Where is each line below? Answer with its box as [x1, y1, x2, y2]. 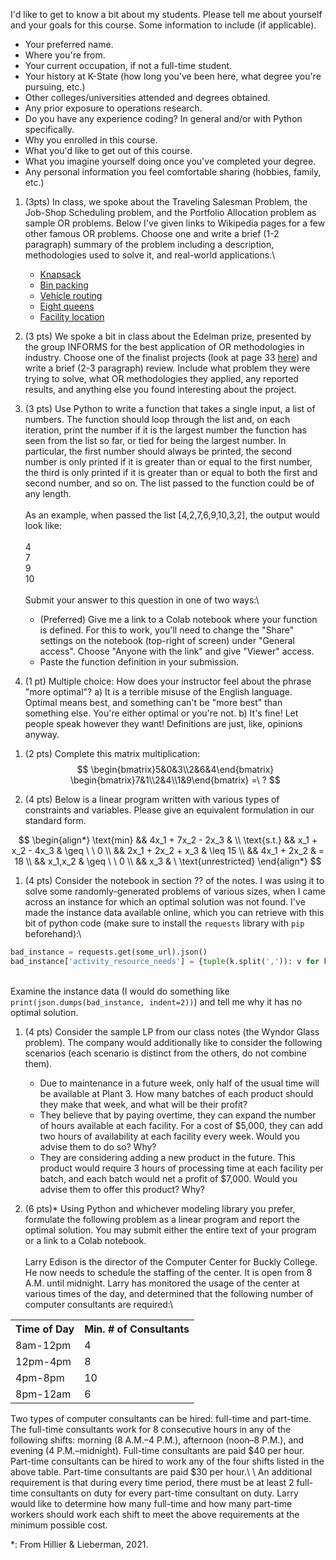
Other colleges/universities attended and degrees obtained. [24, 92, 271, 103]
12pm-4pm [15, 1354, 72, 1368]
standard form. [24, 815, 87, 826]
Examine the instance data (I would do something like [10, 985, 230, 997]
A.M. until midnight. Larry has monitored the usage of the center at [24, 1277, 300, 1289]
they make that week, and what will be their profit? [39, 1098, 248, 1110]
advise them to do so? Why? [39, 1140, 157, 1153]
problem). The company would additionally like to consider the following [24, 1036, 323, 1048]
